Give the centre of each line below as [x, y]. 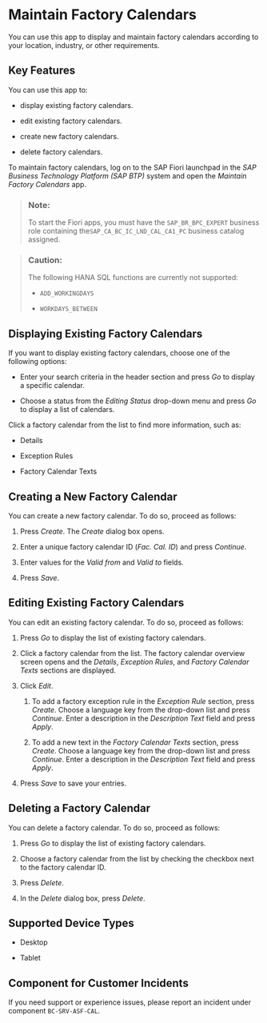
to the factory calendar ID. [63, 867]
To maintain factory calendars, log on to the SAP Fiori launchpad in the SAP [133, 167]
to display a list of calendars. [67, 410]
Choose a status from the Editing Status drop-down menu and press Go [138, 401]
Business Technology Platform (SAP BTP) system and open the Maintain [128, 176]
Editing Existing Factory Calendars [96, 603]
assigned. [44, 240]
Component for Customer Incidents [99, 983]
